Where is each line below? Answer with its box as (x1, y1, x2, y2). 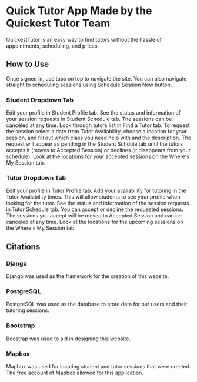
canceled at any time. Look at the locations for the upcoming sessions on (6, 219, 183, 226)
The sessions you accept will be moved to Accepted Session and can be (6, 212, 182, 219)
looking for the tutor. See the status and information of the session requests (6, 200, 189, 207)
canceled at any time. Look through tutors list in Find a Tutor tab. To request (6, 122, 190, 129)
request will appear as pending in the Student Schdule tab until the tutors (6, 140, 183, 148)
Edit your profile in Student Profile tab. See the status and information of (6, 109, 181, 116)
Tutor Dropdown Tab (6, 173, 66, 182)
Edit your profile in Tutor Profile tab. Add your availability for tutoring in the (6, 187, 186, 195)
